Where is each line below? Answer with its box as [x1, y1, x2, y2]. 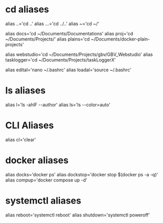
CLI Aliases [5, 119, 54, 131]
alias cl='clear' [5, 136, 36, 143]
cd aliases [5, 4, 50, 15]
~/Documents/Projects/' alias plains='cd [5, 36, 90, 42]
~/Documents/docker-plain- [91, 36, 150, 42]
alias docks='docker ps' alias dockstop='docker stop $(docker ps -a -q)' [5, 171, 158, 177]
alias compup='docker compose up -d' [5, 177, 87, 183]
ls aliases [5, 85, 46, 96]
